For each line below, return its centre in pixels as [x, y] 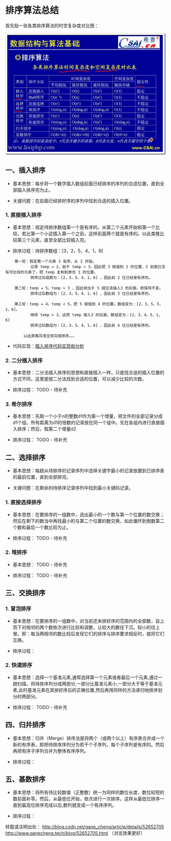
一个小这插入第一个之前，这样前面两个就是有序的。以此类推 [97, 233]
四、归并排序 [25, 725]
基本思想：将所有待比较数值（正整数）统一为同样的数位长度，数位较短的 [88, 793]
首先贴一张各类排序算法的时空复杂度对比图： [52, 25]
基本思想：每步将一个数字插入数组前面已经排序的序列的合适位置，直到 [86, 183]
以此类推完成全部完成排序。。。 [50, 336]
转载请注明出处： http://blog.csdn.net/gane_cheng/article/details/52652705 [85, 827]
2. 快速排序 [19, 665]
